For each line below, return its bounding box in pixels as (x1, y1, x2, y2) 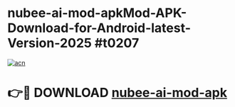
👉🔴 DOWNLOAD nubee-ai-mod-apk (7, 85, 228, 101)
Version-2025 (7, 35, 93, 51)
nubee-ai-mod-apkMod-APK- (7, 5, 187, 21)
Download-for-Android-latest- (7, 20, 191, 36)
